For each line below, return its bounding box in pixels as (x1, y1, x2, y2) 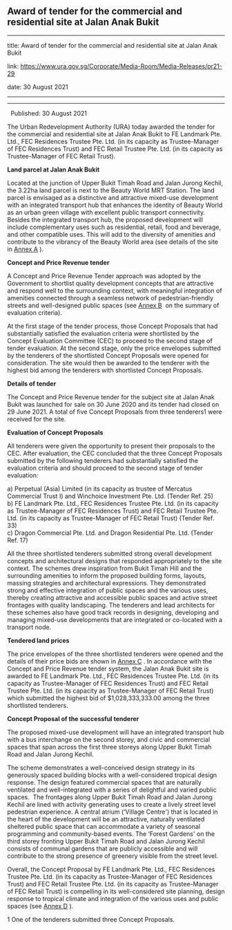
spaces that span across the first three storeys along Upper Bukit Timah (7, 742, 212, 751)
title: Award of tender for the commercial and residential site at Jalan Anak (7, 41, 218, 49)
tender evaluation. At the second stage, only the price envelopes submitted (7, 344, 221, 352)
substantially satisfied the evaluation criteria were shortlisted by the (7, 329, 200, 338)
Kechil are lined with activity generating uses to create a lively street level (7, 800, 216, 808)
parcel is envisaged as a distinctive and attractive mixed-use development (7, 193, 219, 201)
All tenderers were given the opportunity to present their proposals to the (7, 441, 215, 450)
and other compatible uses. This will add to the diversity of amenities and (7, 230, 216, 238)
